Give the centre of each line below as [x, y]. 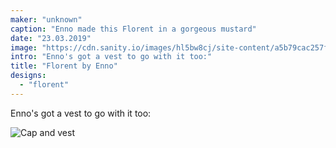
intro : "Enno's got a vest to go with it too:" [111, 57]
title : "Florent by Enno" [64, 66]
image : [24, 47]
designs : [28, 76]
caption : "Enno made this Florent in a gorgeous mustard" [133, 29]
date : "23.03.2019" [51, 38]
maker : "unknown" [46, 19]
